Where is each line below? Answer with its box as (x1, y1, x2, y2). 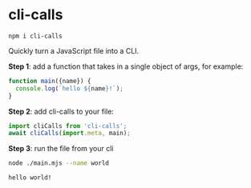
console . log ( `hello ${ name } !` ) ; (15, 84, 124, 93)
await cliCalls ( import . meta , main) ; (8, 130, 131, 138)
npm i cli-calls (8, 32, 63, 40)
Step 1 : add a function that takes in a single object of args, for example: (8, 62, 244, 71)
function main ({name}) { (8, 77, 91, 85)
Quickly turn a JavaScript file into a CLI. (8, 46, 140, 55)
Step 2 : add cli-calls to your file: (8, 106, 115, 116)
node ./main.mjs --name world (8, 159, 110, 167)
